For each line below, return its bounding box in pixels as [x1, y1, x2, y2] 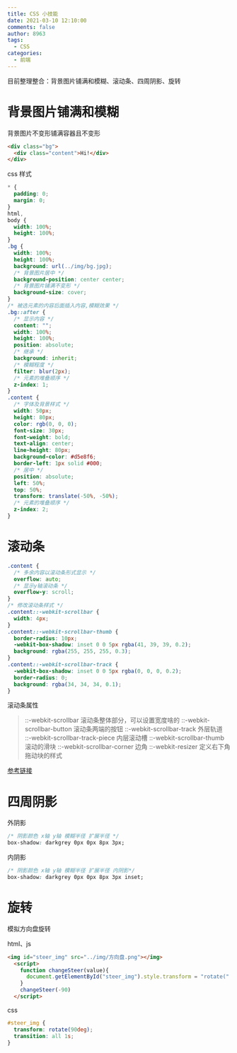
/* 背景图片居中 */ [13, 269, 65, 277]
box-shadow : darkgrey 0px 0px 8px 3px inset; [7, 873, 144, 880]
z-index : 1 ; [13, 381, 50, 388]
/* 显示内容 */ [13, 315, 54, 322]
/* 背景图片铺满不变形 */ [13, 282, 81, 290]
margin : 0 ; [13, 197, 46, 204]
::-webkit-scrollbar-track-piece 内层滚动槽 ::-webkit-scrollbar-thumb [24, 733, 225, 743]
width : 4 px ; [13, 615, 50, 622]
